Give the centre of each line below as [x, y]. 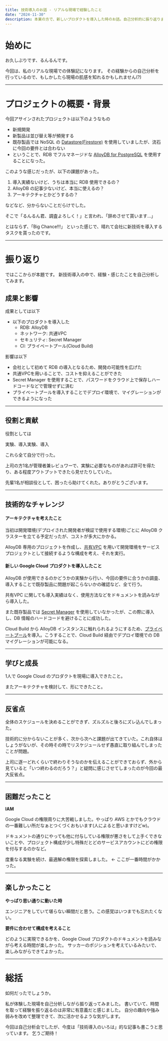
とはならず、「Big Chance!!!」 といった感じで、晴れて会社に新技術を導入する [84, 227]
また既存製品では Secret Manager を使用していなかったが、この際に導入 [80, 611]
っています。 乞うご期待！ [32, 1033]
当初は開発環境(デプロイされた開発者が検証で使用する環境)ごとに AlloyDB [81, 530]
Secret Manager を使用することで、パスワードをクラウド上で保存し [82, 380]
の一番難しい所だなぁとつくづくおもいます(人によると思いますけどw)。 [78, 825]
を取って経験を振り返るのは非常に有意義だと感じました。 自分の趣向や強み [82, 1010]
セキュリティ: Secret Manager [51, 340]
